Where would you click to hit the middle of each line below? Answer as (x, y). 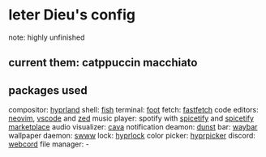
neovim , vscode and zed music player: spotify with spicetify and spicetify (131, 118)
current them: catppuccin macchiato (103, 63)
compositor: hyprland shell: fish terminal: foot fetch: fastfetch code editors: (134, 110)
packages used (48, 90)
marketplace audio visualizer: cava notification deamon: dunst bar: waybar (133, 127)
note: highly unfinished (47, 37)
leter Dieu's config (72, 15)
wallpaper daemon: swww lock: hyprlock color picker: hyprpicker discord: (132, 136)
